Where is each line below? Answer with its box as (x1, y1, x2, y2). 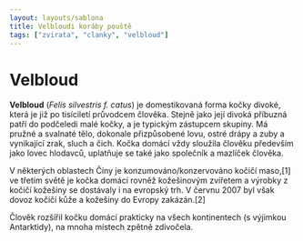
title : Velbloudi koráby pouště (9, 22, 132, 31)
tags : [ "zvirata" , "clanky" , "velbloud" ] (9, 30, 169, 39)
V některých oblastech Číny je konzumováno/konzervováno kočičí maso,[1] (9, 166, 291, 176)
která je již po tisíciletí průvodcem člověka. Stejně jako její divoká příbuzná (9, 109, 288, 120)
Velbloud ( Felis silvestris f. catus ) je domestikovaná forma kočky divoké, (9, 99, 281, 110)
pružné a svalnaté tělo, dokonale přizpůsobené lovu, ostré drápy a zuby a (9, 128, 285, 139)
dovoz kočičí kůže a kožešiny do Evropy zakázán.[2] (9, 195, 207, 206)
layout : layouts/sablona (9, 13, 104, 23)
